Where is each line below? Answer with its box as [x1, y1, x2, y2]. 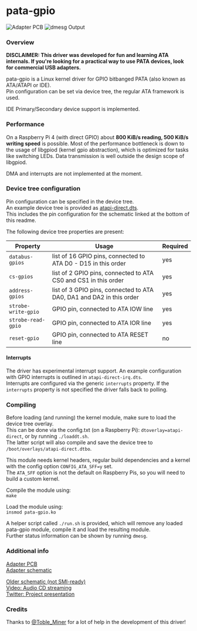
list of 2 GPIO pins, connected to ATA [52, 268, 154, 277]
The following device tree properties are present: [6, 228, 124, 235]
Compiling [6, 401, 36, 409]
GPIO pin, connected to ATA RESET [52, 330, 148, 338]
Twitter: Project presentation [6, 590, 75, 598]
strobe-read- [9, 316, 46, 323]
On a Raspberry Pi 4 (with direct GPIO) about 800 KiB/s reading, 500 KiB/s [6, 133, 189, 140]
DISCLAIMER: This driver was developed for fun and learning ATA [6, 52, 169, 59]
